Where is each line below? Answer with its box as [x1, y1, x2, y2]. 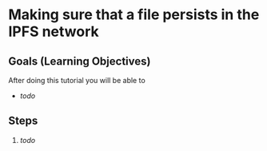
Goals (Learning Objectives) [8, 54, 151, 68]
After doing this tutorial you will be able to [8, 76, 145, 85]
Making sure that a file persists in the [8, 6, 260, 24]
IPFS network [8, 22, 100, 41]
